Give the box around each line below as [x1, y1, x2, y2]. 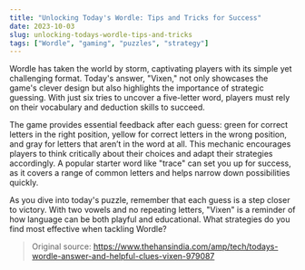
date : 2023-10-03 [9, 22, 75, 31]
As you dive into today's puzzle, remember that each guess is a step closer [9, 195, 290, 206]
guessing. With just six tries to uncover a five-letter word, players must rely [9, 92, 290, 103]
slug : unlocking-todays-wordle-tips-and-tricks [9, 30, 193, 39]
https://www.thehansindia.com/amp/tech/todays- [93, 241, 279, 252]
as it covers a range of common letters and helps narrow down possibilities [9, 168, 290, 178]
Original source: [31, 241, 93, 252]
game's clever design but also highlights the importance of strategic [9, 82, 265, 93]
